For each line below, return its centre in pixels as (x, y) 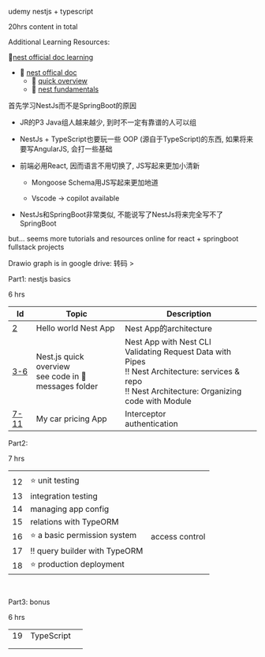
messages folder (67, 386)
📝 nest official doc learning (51, 57)
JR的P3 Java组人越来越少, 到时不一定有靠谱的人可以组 (108, 122)
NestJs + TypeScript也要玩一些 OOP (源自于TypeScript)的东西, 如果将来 (136, 139)
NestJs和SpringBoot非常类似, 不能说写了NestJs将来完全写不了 (121, 215)
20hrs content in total (43, 26)
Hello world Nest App (75, 328)
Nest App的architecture (169, 328)
